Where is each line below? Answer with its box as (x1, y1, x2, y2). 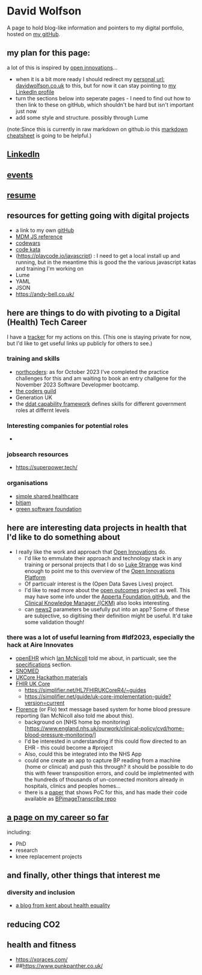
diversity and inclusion (7, 888, 75, 896)
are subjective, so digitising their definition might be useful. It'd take (24, 612, 193, 619)
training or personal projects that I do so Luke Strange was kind (24, 561, 182, 568)
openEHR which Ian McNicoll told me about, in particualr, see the (15, 654, 177, 662)
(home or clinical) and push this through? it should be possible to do (24, 763, 194, 770)
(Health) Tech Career (7, 317, 87, 328)
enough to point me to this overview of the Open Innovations (24, 567, 175, 575)
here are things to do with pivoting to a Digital (7, 308, 180, 318)
